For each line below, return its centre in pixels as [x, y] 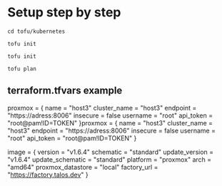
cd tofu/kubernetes [36, 31]
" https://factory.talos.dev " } [48, 175]
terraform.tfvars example [65, 91]
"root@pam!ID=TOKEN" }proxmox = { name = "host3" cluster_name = [110, 123]
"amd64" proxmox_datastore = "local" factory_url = [83, 167]
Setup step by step [64, 12]
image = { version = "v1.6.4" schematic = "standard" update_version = [111, 152]
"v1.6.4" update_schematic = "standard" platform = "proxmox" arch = [110, 159]
